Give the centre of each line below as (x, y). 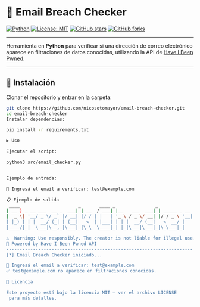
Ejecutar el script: (32, 151)
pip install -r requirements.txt (48, 130)
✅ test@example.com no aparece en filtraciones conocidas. (81, 271)
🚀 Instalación (31, 83)
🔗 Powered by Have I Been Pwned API (51, 244)
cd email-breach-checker (37, 114)
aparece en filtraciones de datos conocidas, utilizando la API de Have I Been (100, 52)
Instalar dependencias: (36, 119)
